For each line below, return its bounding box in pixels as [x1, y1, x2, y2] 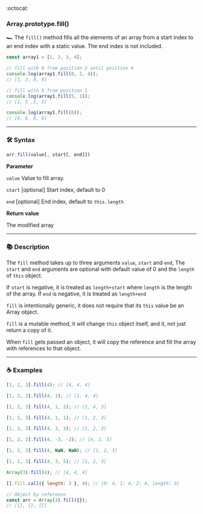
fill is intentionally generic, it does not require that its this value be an [6, 302, 184, 309]
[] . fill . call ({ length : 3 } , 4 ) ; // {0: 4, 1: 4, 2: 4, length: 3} [6, 480, 180, 487]
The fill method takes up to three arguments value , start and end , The [6, 259, 185, 266]
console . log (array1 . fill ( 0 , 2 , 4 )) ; [6, 71, 98, 77]
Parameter [6, 163, 33, 170]
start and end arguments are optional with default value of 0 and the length [6, 265, 195, 272]
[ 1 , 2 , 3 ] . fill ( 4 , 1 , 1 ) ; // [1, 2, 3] [6, 414, 107, 421]
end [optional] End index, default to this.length [6, 198, 124, 205]
